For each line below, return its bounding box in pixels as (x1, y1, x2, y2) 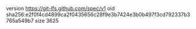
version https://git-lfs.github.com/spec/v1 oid (6, 5, 115, 12)
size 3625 (35, 17, 59, 24)
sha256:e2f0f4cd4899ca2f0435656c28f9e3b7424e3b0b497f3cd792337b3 (6, 11, 190, 18)
